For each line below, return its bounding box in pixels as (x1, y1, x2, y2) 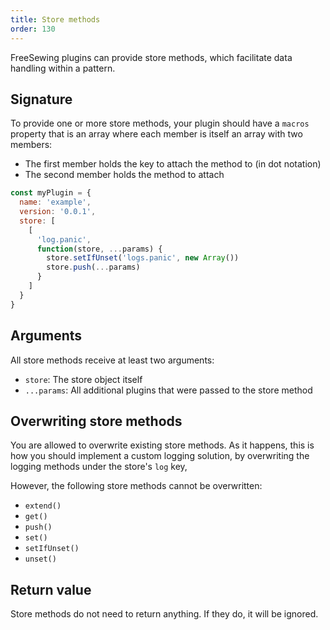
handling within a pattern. (10, 62, 116, 74)
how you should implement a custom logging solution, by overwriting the (10, 450, 310, 462)
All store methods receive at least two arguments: (10, 354, 215, 366)
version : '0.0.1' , (19, 207, 97, 217)
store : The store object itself (24, 373, 143, 385)
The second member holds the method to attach (24, 169, 225, 181)
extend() (24, 501, 62, 511)
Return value (10, 581, 92, 598)
